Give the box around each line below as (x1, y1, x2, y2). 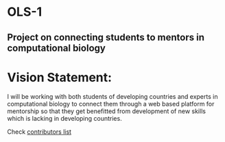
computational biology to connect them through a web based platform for (7, 99, 215, 108)
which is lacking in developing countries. (7, 114, 122, 122)
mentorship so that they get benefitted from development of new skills (7, 107, 206, 115)
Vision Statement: (7, 69, 112, 85)
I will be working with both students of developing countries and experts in (7, 92, 218, 100)
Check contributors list (7, 128, 72, 136)
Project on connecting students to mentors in (7, 32, 204, 43)
